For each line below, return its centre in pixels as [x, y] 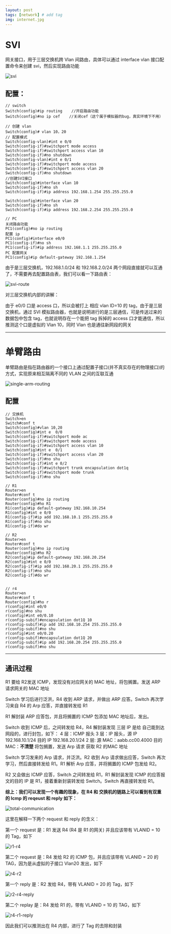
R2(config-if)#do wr [27, 575]
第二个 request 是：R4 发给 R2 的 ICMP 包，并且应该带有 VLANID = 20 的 [82, 857]
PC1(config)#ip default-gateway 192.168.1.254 [55, 258]
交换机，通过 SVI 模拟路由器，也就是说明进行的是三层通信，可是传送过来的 [84, 312]
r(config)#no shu [24, 611]
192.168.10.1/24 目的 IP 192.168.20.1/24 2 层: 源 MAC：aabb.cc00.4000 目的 [84, 740]
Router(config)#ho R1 [28, 504]
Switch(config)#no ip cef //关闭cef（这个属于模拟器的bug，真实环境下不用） [84, 117]
